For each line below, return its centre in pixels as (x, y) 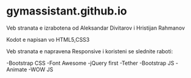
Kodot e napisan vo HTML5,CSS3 (48, 39)
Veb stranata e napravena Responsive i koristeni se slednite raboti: (90, 51)
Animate (17, 69)
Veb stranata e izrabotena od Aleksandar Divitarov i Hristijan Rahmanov (96, 28)
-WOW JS (41, 69)
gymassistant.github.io (67, 11)
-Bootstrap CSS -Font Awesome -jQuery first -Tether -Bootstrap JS (90, 63)
